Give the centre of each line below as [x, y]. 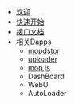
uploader [43, 59]
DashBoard [46, 76]
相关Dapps [34, 42]
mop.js [39, 68]
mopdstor [43, 51]
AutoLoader [47, 93]
